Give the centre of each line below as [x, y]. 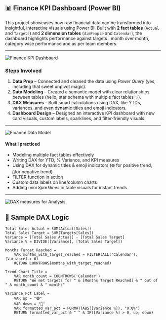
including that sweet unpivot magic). [49, 87]
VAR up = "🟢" [28, 299]
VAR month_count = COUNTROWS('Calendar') [57, 276]
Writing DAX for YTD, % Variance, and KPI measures [66, 160]
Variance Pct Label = [27, 294]
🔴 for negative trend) [32, 172]
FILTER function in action [38, 177]
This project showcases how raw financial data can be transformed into [78, 22]
